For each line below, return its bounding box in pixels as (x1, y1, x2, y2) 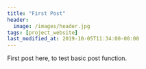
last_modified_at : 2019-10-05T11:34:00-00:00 (7, 36, 139, 42)
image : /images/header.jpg (13, 23, 90, 29)
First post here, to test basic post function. (7, 54, 127, 62)
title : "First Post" (7, 10, 66, 17)
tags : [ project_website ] (7, 29, 78, 36)
